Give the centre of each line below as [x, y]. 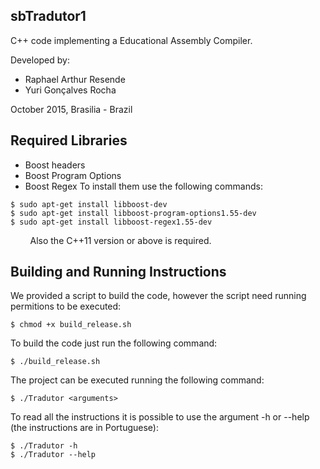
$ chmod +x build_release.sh [71, 325]
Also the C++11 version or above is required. [120, 240]
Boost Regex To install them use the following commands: [143, 186]
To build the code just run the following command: [114, 343]
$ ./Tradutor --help [53, 455]
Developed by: [40, 60]
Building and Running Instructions [118, 272]
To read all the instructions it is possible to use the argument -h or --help [160, 417]
